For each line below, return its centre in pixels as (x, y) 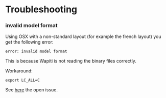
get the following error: (29, 42)
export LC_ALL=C (22, 81)
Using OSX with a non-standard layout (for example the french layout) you (84, 36)
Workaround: (19, 71)
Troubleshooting (41, 9)
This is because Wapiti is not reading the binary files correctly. (71, 61)
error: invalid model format (36, 52)
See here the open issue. (31, 90)
